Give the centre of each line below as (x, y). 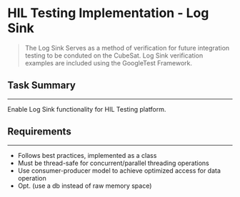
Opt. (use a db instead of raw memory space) (85, 186)
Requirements (39, 132)
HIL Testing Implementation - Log (108, 13)
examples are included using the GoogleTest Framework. (109, 63)
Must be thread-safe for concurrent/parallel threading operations (113, 163)
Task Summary (42, 86)
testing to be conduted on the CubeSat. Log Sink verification (114, 55)
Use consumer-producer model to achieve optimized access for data (119, 170)
